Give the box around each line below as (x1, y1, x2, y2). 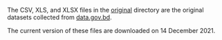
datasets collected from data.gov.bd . (7, 13, 112, 21)
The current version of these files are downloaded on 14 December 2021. (7, 27, 216, 34)
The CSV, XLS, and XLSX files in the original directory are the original (7, 6, 204, 14)
